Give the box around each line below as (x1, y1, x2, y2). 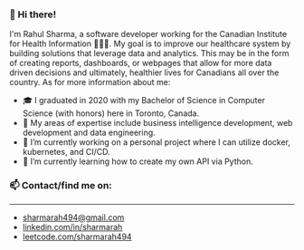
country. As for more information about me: (9, 77, 171, 88)
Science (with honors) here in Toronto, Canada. (22, 108, 200, 119)
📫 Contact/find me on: (9, 179, 113, 192)
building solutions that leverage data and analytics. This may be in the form (9, 48, 290, 59)
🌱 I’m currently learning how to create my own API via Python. (22, 156, 253, 167)
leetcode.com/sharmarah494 (22, 231, 133, 242)
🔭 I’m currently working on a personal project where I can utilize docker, (22, 137, 291, 148)
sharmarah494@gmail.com (22, 212, 125, 223)
